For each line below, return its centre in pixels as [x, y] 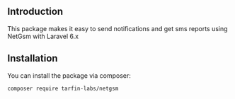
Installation [33, 58]
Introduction [35, 12]
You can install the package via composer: [69, 75]
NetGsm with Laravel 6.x [43, 36]
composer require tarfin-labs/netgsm [63, 88]
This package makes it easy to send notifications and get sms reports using [117, 28]
